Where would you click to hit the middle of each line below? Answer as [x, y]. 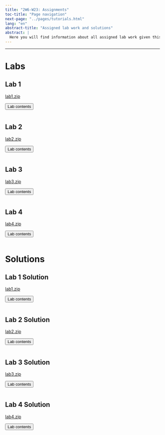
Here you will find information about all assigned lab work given [80, 38]
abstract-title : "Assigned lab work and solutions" [59, 28]
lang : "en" [16, 23]
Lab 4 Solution [28, 405]
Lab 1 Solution [27, 277]
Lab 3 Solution [27, 362]
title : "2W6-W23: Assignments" [37, 10]
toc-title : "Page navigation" [36, 14]
